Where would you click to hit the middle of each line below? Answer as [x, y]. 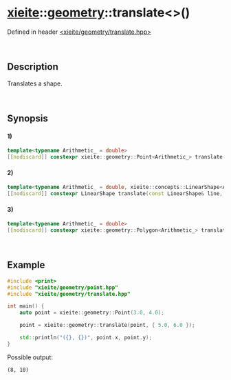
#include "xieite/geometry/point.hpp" [63, 288]
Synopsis [27, 119]
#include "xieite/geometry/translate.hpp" [69, 294]
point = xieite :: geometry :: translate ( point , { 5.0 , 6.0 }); [107, 326]
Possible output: [30, 357]
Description [33, 67]
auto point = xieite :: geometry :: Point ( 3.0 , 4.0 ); [92, 313]
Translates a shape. [35, 83]
